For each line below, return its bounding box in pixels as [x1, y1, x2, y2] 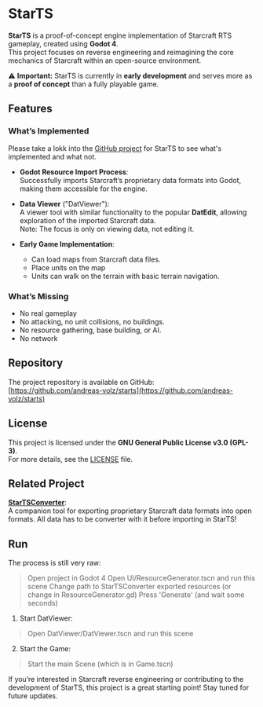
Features [8, 102, 53, 115]
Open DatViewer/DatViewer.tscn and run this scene [27, 629, 194, 639]
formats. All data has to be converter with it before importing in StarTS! [8, 515, 237, 524]
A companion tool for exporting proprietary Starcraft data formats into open [8, 506, 253, 515]
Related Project [8, 477, 85, 490]
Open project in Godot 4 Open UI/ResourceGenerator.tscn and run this [27, 573, 256, 583]
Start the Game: [19, 644, 71, 654]
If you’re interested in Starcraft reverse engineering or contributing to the [8, 675, 244, 684]
